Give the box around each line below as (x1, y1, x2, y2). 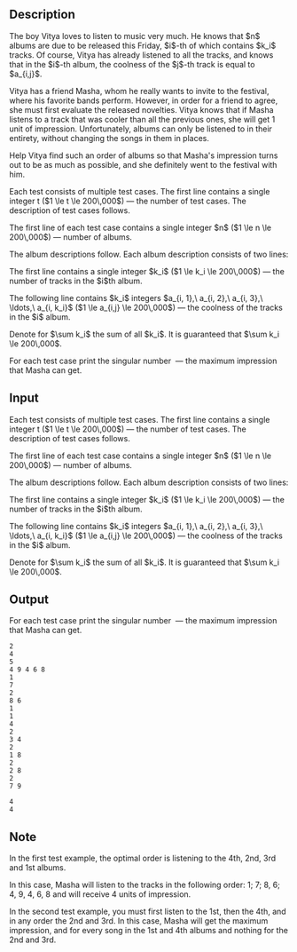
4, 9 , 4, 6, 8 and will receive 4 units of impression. (9, 889, 191, 900)
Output (9, 592, 49, 607)
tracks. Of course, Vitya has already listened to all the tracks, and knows (9, 49, 274, 60)
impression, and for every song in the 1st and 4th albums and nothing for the (9, 925, 288, 936)
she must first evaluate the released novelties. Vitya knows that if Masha (9, 104, 274, 115)
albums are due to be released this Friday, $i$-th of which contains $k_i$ (9, 40, 277, 51)
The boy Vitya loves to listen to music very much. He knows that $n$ (9, 30, 261, 41)
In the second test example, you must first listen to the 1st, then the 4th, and (9, 906, 286, 917)
